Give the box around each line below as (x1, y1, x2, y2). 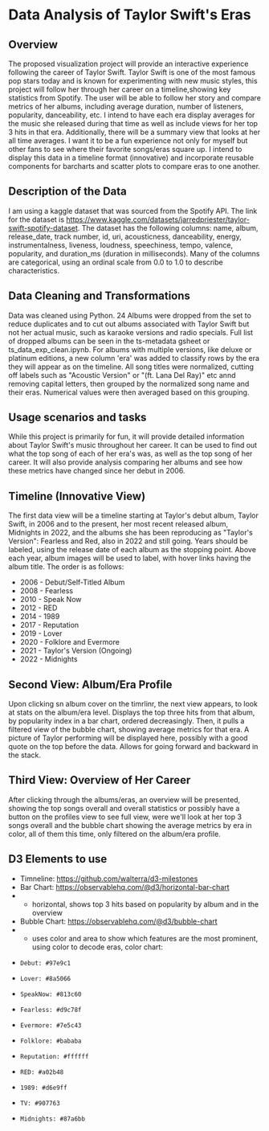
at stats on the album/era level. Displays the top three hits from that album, (8, 707, 255, 717)
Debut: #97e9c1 (19, 959, 71, 967)
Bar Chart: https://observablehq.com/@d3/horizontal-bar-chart (19, 882, 230, 891)
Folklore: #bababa (19, 1037, 82, 1045)
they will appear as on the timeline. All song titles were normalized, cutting (8, 362, 255, 371)
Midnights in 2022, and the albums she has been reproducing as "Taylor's (8, 528, 253, 538)
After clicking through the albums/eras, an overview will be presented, (8, 794, 241, 805)
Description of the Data (8, 185, 127, 199)
